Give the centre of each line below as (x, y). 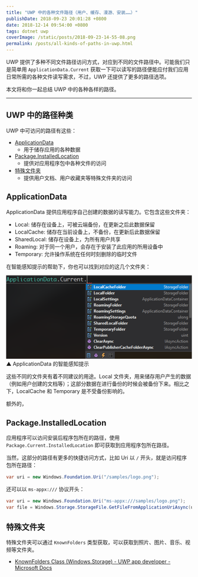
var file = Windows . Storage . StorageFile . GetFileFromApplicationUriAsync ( (99, 507)
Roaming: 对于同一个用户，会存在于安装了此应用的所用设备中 (89, 247)
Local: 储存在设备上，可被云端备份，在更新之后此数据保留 (85, 224)
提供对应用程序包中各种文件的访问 (65, 163)
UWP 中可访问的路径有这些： (42, 131)
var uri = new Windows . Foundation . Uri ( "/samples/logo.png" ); (83, 477)
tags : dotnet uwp (27, 31)
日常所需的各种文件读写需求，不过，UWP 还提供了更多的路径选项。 (88, 77)
